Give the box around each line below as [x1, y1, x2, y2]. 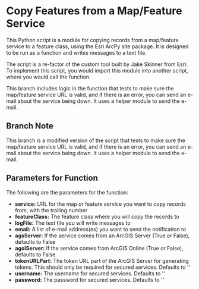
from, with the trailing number [14, 206, 88, 213]
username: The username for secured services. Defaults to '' [14, 269, 165, 277]
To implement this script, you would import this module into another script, [6, 67, 188, 74]
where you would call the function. [6, 73, 91, 80]
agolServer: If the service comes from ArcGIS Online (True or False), [14, 244, 184, 252]
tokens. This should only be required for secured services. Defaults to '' [14, 263, 191, 271]
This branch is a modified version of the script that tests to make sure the [6, 137, 185, 144]
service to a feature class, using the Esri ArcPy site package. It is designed [6, 43, 189, 50]
